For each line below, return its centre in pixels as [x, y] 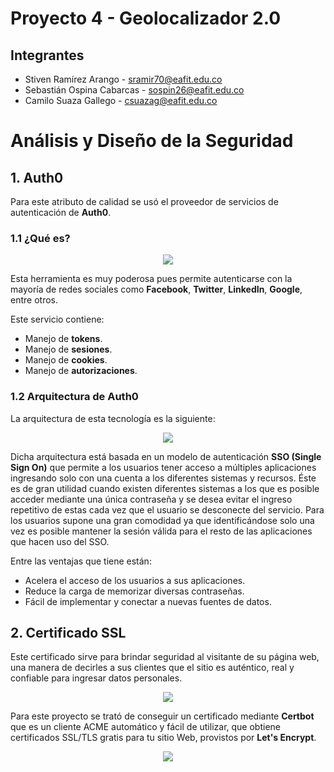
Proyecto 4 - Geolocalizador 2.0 [146, 18]
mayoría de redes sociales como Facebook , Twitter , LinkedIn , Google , [156, 289]
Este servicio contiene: [57, 319]
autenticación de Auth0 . [61, 212]
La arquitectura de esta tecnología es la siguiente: [113, 418]
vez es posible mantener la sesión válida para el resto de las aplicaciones [161, 531]
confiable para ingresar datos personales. [96, 678]
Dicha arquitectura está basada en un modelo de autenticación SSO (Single [166, 456]
